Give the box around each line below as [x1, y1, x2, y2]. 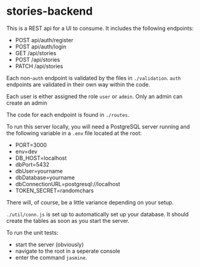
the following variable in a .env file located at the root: [6, 129, 142, 137]
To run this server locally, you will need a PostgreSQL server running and [6, 122, 190, 130]
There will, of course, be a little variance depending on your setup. [6, 198, 174, 206]
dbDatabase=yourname [15, 173, 75, 181]
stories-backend [6, 4, 93, 18]
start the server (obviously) [15, 241, 84, 248]
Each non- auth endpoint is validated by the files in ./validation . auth [6, 74, 181, 81]
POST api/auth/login [15, 43, 67, 50]
